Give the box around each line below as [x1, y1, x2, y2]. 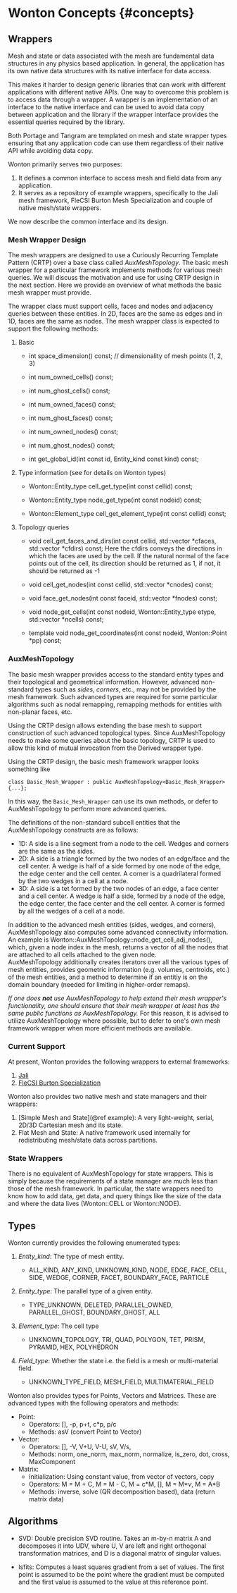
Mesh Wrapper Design [8, 235, 87, 245]
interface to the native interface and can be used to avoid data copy [8, 103, 205, 111]
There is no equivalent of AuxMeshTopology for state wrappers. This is [8, 1169, 214, 1178]
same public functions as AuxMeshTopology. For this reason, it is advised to [8, 1009, 229, 1017]
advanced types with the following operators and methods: [8, 1399, 179, 1407]
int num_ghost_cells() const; [28, 386, 110, 395]
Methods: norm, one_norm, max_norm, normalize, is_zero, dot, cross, [28, 1450, 230, 1458]
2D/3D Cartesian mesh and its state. [18, 1121, 124, 1129]
